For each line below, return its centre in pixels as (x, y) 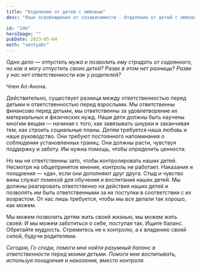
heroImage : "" (24, 34)
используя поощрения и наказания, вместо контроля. (76, 260)
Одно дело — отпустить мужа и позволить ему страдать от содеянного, (99, 62)
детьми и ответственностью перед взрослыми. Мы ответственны (91, 104)
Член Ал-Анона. (27, 86)
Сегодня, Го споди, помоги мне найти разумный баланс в (81, 247)
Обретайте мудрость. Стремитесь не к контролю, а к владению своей (96, 229)
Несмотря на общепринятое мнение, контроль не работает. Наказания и (100, 167)
